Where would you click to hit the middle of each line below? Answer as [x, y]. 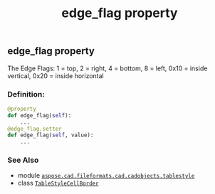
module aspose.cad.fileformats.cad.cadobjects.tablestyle [106, 176]
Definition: [26, 94]
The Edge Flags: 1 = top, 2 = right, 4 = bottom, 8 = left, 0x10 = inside [107, 68]
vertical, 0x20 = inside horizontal [56, 75]
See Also [23, 160]
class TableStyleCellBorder [58, 183]
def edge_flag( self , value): [51, 135]
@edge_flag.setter [35, 129]
